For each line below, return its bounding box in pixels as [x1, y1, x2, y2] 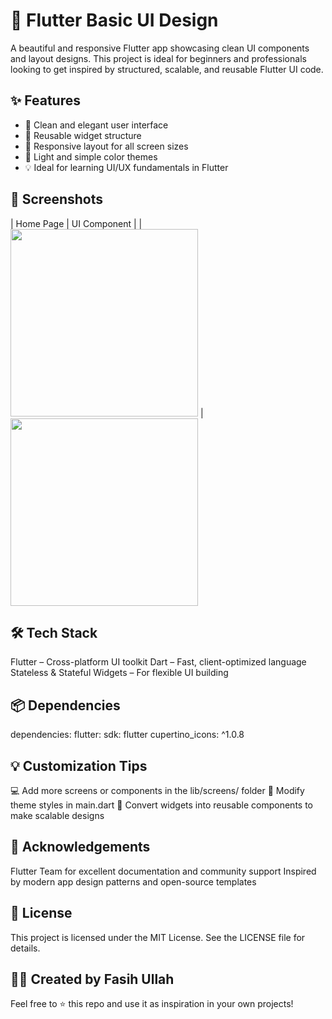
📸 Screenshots [10, 191, 104, 208]
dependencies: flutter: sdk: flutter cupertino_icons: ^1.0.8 [10, 729, 245, 741]
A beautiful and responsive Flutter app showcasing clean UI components [10, 42, 310, 54]
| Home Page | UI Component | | [10, 217, 143, 229]
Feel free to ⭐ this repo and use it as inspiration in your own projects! [10, 998, 294, 1010]
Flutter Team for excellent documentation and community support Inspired [10, 865, 317, 877]
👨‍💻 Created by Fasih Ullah [10, 971, 175, 988]
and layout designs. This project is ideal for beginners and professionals [10, 52, 307, 64]
